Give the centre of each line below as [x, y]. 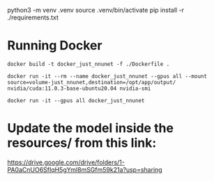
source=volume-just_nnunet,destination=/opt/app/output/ [92, 82]
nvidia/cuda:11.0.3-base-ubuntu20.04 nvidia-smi [79, 88]
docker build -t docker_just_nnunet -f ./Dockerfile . [89, 64]
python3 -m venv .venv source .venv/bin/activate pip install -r [96, 10]
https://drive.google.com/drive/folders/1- [66, 162]
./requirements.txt [33, 17]
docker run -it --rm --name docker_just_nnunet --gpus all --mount [107, 76]
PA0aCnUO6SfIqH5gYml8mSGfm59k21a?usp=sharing [85, 169]
